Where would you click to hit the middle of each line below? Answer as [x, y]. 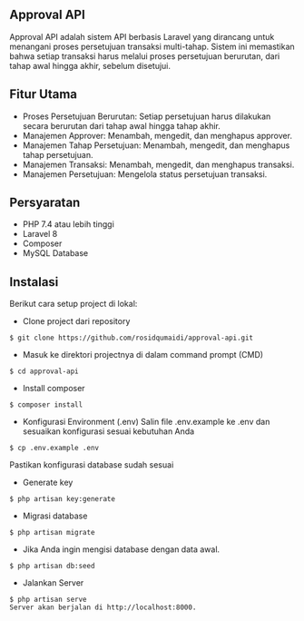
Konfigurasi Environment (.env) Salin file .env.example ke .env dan [146, 422]
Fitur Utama [44, 94]
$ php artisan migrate [52, 533]
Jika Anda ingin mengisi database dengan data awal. [121, 549]
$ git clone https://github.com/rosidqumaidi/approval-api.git [132, 338]
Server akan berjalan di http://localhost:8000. [103, 607]
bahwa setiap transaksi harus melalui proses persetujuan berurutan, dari [145, 56]
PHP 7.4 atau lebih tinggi [69, 224]
